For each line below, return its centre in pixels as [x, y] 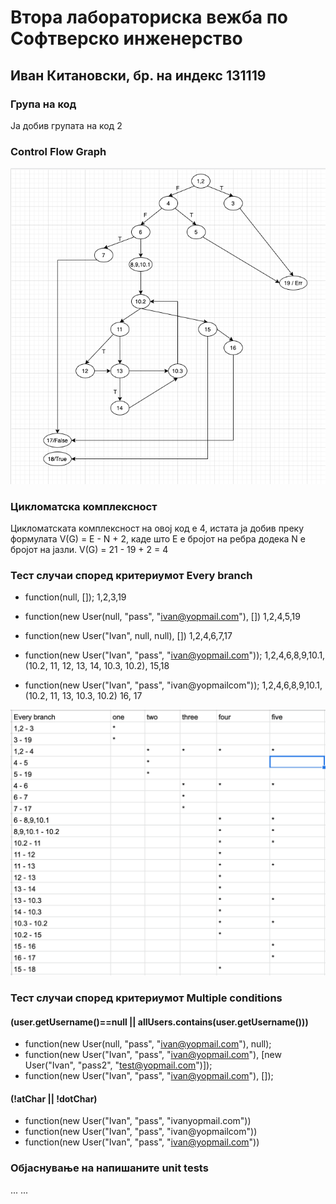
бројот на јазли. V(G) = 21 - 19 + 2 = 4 [89, 549]
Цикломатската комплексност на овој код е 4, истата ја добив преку [157, 528]
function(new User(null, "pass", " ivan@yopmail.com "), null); [148, 1044]
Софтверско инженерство [126, 38]
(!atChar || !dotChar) [54, 1098]
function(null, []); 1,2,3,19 [75, 597]
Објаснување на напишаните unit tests [109, 1168]
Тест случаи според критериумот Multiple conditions [146, 998]
